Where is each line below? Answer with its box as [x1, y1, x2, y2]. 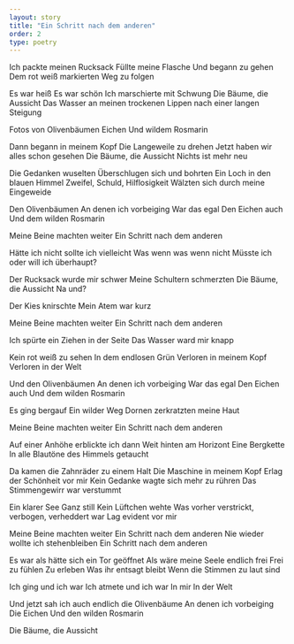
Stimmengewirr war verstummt [9, 485, 122, 495]
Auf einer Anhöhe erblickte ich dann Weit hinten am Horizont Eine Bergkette [9, 440, 285, 450]
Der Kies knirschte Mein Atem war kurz [9, 301, 152, 311]
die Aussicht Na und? [9, 284, 87, 295]
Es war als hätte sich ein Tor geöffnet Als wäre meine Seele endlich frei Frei [9, 555, 284, 566]
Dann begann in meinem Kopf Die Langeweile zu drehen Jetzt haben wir [9, 142, 273, 152]
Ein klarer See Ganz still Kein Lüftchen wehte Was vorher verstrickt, [9, 502, 254, 513]
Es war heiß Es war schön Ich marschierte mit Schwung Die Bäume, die [9, 88, 269, 99]
